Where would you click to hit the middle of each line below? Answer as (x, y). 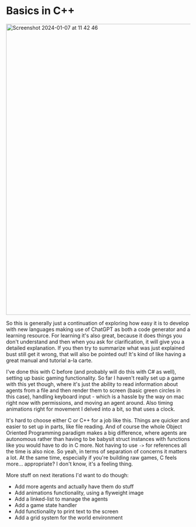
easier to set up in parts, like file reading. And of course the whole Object (94, 426)
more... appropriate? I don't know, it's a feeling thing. (70, 464)
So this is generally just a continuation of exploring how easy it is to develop (97, 323)
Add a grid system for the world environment (68, 517)
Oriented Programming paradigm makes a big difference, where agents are (97, 433)
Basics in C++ (40, 11)
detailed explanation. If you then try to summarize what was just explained (96, 348)
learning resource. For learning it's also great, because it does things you (94, 335)
